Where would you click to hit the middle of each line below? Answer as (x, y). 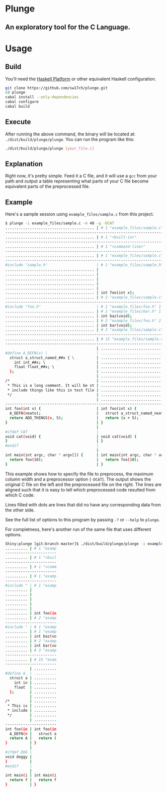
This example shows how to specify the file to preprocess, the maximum (79, 474)
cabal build (17, 107)
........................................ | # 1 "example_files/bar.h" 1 (83, 311)
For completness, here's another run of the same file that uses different (78, 529)
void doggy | (19, 757)
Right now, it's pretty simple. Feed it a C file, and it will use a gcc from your (81, 176)
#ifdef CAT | (52, 432)
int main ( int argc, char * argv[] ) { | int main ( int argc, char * (81, 455)
